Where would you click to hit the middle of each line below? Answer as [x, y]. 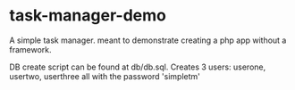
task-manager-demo [88, 16]
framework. [30, 49]
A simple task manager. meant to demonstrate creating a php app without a [148, 40]
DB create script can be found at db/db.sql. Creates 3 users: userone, [138, 67]
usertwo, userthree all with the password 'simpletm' [105, 76]
